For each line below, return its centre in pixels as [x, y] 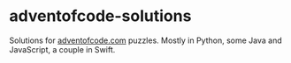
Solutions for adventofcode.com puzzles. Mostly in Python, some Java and [146, 40]
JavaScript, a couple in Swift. [62, 49]
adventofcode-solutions [100, 16]
